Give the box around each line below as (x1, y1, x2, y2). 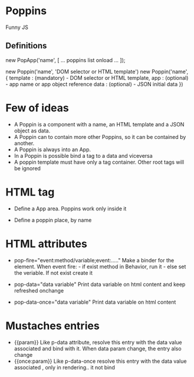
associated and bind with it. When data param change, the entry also (14, 344, 182, 352)
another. (14, 139, 35, 147)
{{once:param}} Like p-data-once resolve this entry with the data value (14, 357, 187, 365)
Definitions (5, 41, 47, 51)
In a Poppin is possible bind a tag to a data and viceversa (14, 152, 153, 159)
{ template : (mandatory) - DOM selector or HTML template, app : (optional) (5, 74, 189, 81)
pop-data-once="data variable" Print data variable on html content (14, 298, 176, 305)
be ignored (14, 164, 41, 172)
